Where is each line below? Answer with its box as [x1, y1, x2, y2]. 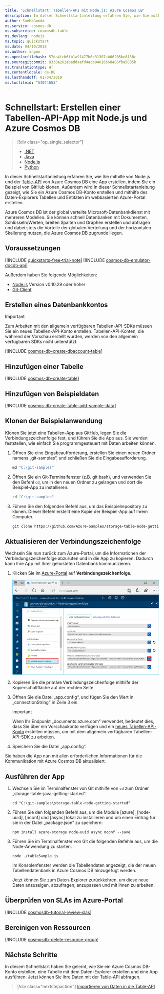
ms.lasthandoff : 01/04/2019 [5, 75, 62, 80]
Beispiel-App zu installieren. [12, 484, 69, 490]
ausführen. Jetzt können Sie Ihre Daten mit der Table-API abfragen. [5, 974, 141, 980]
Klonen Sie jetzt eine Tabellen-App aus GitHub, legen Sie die [5, 430, 127, 436]
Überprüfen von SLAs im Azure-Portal [5, 897, 123, 905]
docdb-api [5, 262, 26, 268]
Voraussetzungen [5, 244, 61, 252]
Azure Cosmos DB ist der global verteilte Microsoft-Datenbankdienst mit [5, 209, 150, 215]
